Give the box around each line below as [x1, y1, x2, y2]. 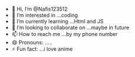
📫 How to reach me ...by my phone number [11, 31, 118, 37]
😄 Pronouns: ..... [11, 39, 53, 46]
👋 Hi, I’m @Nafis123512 [11, 6, 68, 12]
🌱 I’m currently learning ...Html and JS [11, 18, 104, 24]
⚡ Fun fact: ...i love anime [11, 45, 73, 52]
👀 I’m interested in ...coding [11, 12, 78, 19]
